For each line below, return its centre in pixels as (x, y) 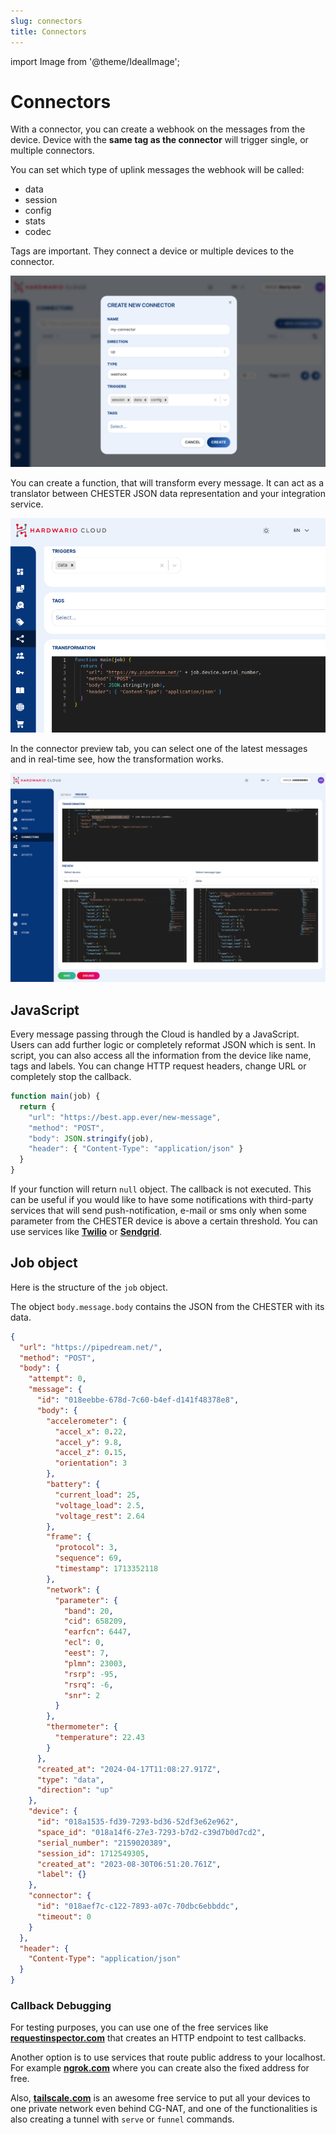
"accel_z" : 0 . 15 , (91, 1453)
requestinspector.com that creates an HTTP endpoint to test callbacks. (158, 2038)
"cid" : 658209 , (95, 1621)
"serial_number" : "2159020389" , (104, 1843)
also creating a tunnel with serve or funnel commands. (122, 2119)
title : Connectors (48, 31)
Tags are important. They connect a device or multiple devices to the (152, 251)
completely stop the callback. (71, 1077)
